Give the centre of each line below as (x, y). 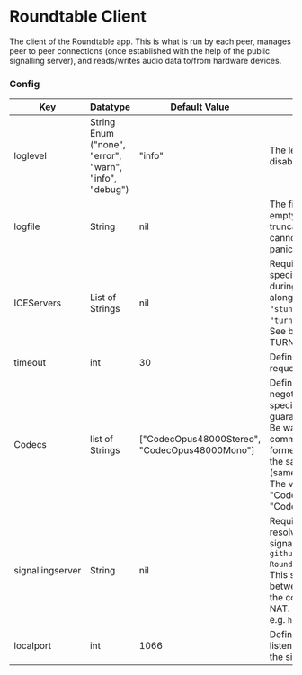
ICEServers (37, 303)
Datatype (110, 107)
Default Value (200, 107)
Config (25, 84)
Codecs (30, 445)
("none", (107, 145)
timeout (30, 363)
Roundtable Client (78, 17)
